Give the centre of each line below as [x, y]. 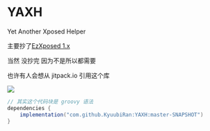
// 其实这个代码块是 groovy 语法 [50, 102]
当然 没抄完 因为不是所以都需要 [51, 61]
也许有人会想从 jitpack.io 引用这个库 [58, 75]
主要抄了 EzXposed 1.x [39, 45]
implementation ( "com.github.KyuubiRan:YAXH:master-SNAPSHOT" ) [112, 115]
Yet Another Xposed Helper [47, 31]
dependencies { [29, 108]
